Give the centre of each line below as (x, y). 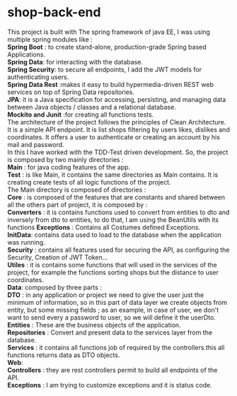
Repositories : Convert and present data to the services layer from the (110, 332)
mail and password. (36, 144)
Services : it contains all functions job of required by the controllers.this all (116, 347)
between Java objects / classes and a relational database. (92, 107)
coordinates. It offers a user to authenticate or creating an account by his (114, 137)
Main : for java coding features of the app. (69, 167)
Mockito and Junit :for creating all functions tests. (81, 115)
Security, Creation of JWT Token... (58, 257)
